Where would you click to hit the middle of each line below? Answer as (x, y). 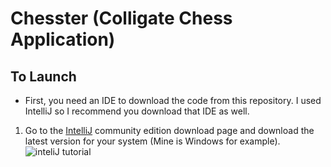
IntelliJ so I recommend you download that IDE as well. (137, 111)
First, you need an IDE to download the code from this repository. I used (173, 100)
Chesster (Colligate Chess (121, 18)
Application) (63, 39)
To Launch (43, 76)
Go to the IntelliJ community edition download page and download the (169, 130)
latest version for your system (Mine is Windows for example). (152, 141)
